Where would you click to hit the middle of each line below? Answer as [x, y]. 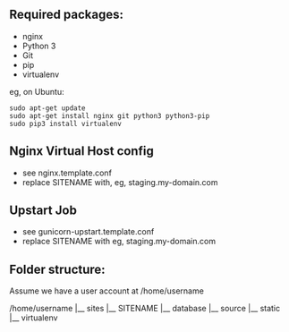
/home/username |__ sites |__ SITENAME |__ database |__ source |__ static [144, 309]
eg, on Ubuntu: [37, 91]
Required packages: [66, 15]
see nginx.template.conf [67, 173]
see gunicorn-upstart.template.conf [88, 232]
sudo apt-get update [48, 108]
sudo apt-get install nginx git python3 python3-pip [110, 115]
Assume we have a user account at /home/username [106, 291]
